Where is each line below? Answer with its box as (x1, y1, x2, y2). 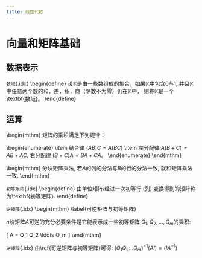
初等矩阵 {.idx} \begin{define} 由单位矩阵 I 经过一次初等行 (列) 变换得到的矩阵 (6, 185, 191, 192)
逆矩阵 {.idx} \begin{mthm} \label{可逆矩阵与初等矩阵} (6, 205, 137, 213)
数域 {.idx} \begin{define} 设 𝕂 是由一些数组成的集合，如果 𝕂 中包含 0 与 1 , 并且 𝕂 (6, 80, 194, 87)
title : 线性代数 (6, 8, 43, 15)
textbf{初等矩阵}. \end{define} (13, 193, 89, 200)
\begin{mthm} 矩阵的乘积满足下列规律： (6, 131, 106, 139)
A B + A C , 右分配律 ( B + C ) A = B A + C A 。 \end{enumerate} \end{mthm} (6, 152, 182, 159)
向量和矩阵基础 (6, 37, 81, 50)
